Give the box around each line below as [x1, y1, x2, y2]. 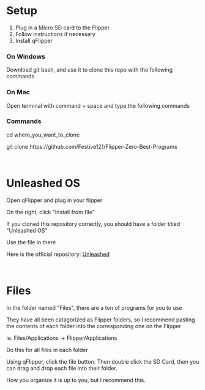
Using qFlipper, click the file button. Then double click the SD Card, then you [6, 358, 199, 365]
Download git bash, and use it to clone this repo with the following [6, 66, 173, 73]
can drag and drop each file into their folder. [6, 364, 117, 372]
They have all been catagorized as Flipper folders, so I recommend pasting [6, 316, 195, 323]
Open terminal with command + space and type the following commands [6, 102, 190, 109]
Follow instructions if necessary [15, 30, 96, 37]
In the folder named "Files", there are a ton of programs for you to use [6, 304, 182, 311]
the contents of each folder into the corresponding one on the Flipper [6, 322, 182, 329]
